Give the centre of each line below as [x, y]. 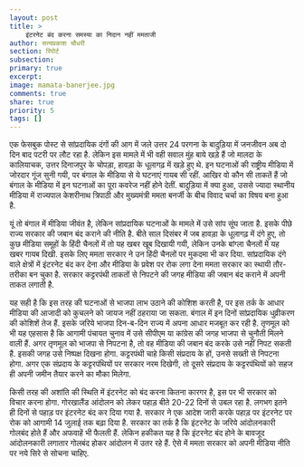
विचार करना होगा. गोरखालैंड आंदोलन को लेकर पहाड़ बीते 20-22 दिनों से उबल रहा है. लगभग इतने [148, 403]
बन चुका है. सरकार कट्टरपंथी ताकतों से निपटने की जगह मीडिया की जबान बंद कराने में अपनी [157, 275]
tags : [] [26, 119]
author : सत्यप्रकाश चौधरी [47, 43]
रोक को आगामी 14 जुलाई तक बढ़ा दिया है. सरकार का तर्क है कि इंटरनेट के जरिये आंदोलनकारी [142, 423]
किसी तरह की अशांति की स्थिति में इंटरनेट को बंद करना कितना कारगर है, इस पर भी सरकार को [143, 392]
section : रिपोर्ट [34, 52]
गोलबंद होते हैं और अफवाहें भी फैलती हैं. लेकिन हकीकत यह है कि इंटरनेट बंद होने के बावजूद [137, 433]
